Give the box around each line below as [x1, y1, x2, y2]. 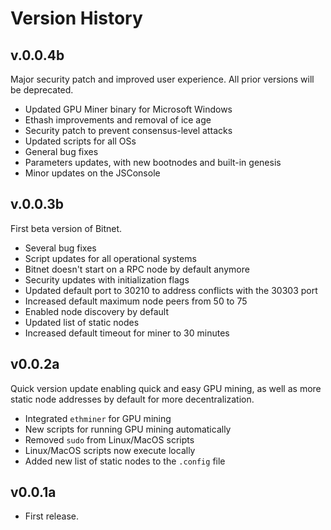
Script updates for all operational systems [24, 252, 197, 264]
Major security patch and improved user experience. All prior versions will [10, 73, 315, 85]
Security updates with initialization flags [24, 273, 190, 286]
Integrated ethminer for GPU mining [24, 412, 172, 424]
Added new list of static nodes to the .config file [24, 455, 226, 467]
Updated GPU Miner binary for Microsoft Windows [24, 103, 233, 115]
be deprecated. [10, 84, 74, 96]
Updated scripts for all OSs [24, 135, 137, 147]
